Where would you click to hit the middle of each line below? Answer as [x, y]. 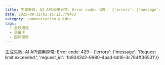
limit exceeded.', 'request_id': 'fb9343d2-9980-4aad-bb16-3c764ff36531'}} [82, 57]
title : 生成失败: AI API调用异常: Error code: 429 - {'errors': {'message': [83, 10]
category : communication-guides [38, 19]
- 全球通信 [19, 28]
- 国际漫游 [19, 37]
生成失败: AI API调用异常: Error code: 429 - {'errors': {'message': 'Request [81, 52]
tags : [11, 23]
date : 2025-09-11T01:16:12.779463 [41, 14]
